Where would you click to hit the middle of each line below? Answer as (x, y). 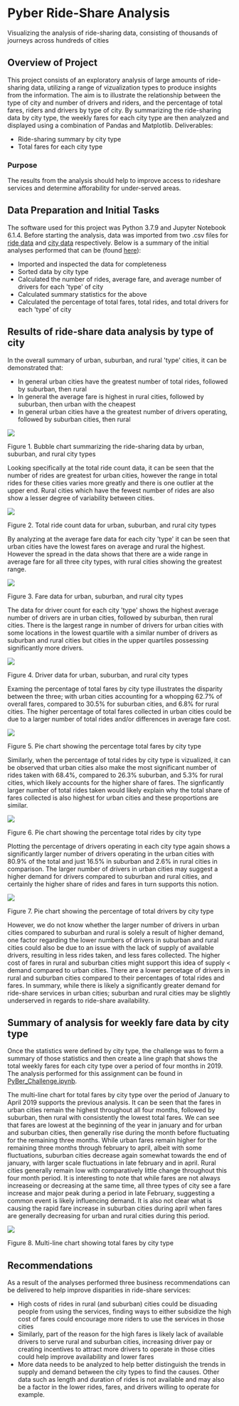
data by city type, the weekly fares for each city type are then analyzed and (118, 117)
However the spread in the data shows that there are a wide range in (108, 554)
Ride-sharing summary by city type (69, 139)
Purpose (22, 165)
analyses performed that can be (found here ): (74, 250)
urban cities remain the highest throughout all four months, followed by (111, 1110)
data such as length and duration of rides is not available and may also (121, 1380)
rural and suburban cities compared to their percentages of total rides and (116, 978)
